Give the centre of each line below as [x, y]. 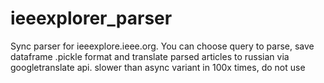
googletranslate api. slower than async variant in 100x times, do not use [158, 67]
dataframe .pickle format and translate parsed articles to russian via [150, 56]
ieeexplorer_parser [91, 18]
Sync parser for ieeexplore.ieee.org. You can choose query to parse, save [162, 46]
